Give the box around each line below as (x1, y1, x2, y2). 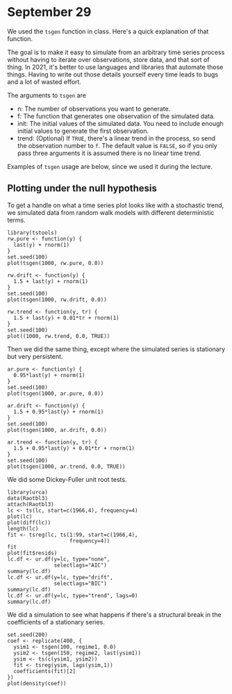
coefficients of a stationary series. (7, 618, 106, 626)
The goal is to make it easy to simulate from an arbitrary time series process (7, 48, 225, 56)
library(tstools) (7, 229, 58, 236)
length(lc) (7, 525, 39, 532)
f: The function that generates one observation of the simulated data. (17, 112, 215, 120)
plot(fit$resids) (7, 549, 58, 556)
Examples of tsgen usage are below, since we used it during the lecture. (7, 162, 213, 170)
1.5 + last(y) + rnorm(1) (13, 277, 89, 285)
